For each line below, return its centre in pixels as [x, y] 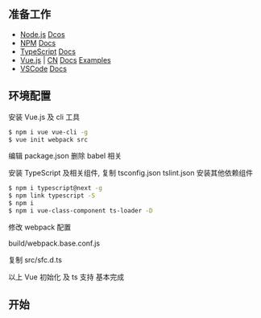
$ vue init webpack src [48, 139]
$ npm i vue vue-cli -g [48, 132]
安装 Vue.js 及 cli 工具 [44, 117]
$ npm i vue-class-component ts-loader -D [81, 211]
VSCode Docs [43, 68]
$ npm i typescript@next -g [56, 188]
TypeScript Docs [48, 52]
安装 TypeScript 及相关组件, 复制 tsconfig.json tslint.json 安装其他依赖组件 [131, 173]
